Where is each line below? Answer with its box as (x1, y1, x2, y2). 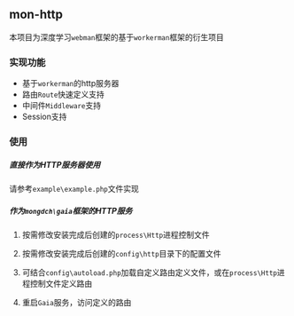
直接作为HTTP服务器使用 (9, 159, 101, 170)
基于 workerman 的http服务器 (21, 78, 120, 89)
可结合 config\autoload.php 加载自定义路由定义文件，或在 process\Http (21, 266, 277, 278)
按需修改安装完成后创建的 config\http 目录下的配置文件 (21, 248, 221, 258)
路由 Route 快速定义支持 (21, 89, 104, 100)
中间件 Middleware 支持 (21, 100, 102, 111)
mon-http (9, 7, 64, 22)
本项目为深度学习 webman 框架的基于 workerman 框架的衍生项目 (9, 31, 224, 43)
